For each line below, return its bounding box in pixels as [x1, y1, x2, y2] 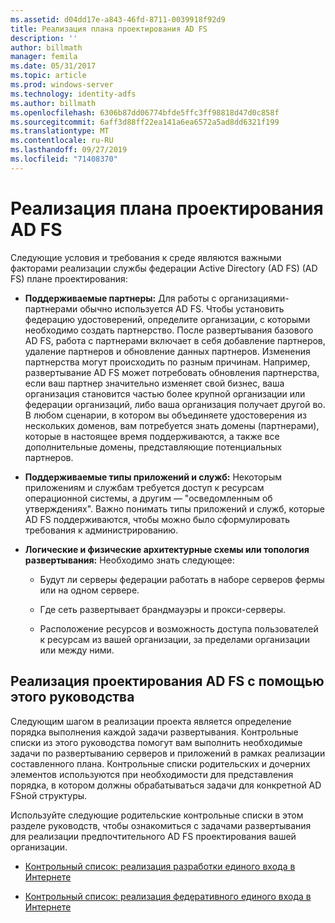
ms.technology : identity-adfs [10, 89, 137, 99]
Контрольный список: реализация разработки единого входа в [24, 860, 296, 872]
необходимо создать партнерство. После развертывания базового [24, 324, 314, 336]
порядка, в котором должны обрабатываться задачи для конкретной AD [10, 779, 322, 791]
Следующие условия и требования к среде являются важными [10, 251, 282, 263]
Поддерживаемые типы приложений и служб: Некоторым [24, 471, 283, 483]
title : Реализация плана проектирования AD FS [10, 24, 208, 34]
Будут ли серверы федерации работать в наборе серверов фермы [39, 573, 325, 585]
